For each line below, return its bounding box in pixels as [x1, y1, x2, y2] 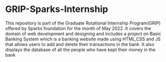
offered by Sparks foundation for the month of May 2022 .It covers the [5, 25, 151, 31]
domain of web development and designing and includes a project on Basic [5, 30, 161, 36]
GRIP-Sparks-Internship [5, 3, 108, 15]
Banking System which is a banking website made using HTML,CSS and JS [5, 36, 161, 42]
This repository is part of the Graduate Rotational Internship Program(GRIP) [5, 20, 161, 26]
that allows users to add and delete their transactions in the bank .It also [5, 41, 154, 47]
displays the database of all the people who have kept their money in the [5, 46, 156, 52]
